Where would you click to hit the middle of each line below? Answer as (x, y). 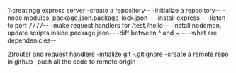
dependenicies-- (32, 40)
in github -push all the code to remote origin (72, 62)
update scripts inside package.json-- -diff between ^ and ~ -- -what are (112, 33)
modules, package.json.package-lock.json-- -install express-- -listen (125, 18)
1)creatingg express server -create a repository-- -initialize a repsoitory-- (114, 10)
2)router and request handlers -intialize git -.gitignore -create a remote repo (118, 54)
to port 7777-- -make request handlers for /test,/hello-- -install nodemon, (114, 25)
